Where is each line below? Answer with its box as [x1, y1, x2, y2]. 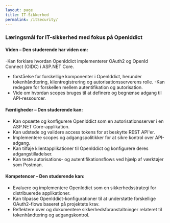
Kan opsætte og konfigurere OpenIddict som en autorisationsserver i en [12, 118, 164, 124]
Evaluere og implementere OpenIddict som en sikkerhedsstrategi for [12, 185, 157, 191]
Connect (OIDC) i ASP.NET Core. [5, 63, 75, 70]
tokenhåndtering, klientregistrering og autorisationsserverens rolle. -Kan [12, 79, 165, 85]
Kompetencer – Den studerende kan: [5, 173, 85, 180]
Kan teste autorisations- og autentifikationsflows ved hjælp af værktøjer [12, 156, 164, 162]
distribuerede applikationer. [12, 190, 70, 196]
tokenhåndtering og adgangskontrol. [12, 212, 90, 218]
